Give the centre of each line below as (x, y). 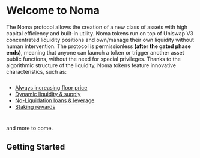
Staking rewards (35, 106)
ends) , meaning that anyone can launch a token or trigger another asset (95, 52)
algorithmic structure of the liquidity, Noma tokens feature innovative (91, 65)
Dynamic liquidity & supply (48, 94)
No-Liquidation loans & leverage (55, 100)
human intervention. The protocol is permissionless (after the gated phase (98, 46)
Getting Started (36, 147)
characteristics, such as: (37, 71)
